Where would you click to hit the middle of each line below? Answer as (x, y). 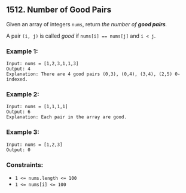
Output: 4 (19, 69)
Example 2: (23, 94)
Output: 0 (19, 150)
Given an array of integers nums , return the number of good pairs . (87, 24)
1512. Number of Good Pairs (59, 10)
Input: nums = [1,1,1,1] (37, 107)
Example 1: (22, 51)
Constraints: (25, 165)
